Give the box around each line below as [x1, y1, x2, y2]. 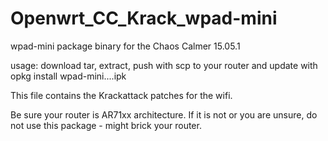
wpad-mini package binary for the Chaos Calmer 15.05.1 [10, 40, 241, 52]
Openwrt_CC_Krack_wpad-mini [10, 7, 278, 30]
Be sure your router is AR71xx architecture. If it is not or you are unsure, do [10, 108, 318, 121]
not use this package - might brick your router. [10, 119, 202, 131]
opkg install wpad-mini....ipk [10, 70, 127, 82]
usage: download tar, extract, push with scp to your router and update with [10, 59, 318, 71]
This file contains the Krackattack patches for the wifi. [10, 89, 233, 101]
